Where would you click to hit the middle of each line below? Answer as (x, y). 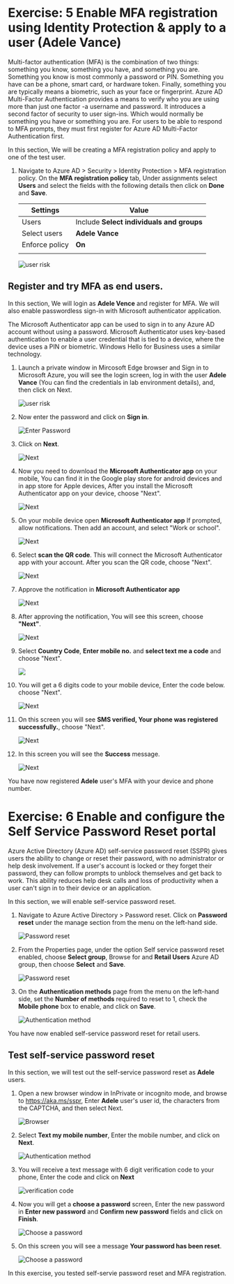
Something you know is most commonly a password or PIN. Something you (116, 76)
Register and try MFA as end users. (85, 287)
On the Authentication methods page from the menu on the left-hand (118, 991)
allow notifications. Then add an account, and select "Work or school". (119, 527)
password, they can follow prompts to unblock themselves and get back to (115, 873)
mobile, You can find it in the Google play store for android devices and (120, 478)
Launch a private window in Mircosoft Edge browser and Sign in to (113, 367)
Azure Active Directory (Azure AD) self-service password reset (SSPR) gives (118, 851)
